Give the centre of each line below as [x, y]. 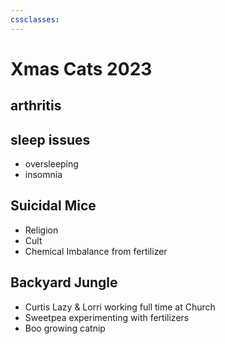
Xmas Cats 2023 [81, 68]
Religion [41, 230]
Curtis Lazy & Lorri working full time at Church [120, 307]
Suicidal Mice [53, 206]
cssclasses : [35, 19]
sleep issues [50, 139]
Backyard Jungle [64, 282]
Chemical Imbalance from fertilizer [96, 251]
